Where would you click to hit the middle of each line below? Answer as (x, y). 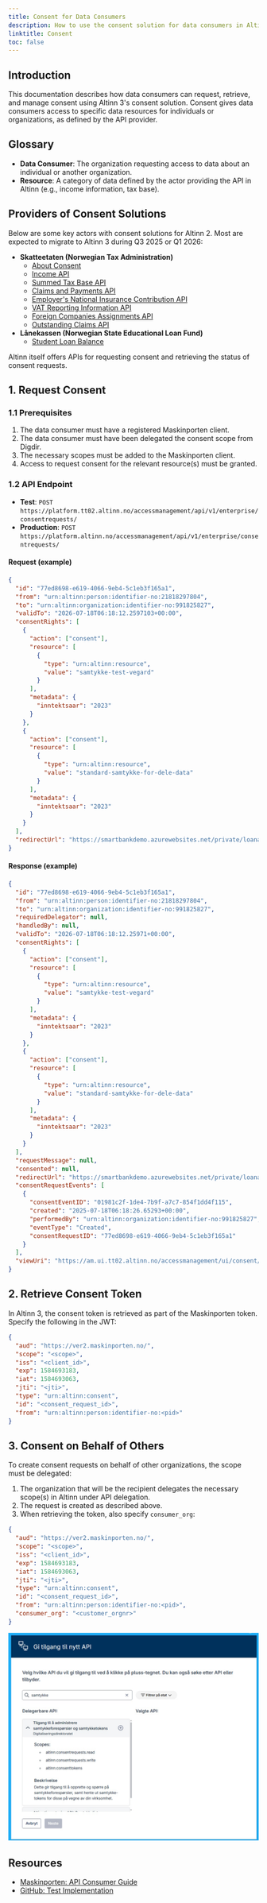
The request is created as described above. (91, 1506)
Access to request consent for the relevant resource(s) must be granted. (138, 464)
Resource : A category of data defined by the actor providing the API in (135, 180)
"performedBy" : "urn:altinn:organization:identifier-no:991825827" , (145, 1219)
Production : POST (48, 527)
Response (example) (43, 866)
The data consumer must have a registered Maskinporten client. (125, 430)
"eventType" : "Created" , (70, 1228)
